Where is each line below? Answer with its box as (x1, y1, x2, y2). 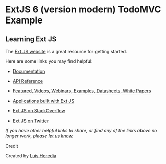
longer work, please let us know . (5, 133, 74, 139)
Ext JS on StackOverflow (12, 108, 65, 113)
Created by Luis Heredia (5, 153, 57, 159)
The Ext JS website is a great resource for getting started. (5, 49, 127, 54)
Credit (5, 143, 18, 149)
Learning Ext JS (5, 35, 57, 43)
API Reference (12, 78, 43, 84)
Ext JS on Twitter (12, 118, 49, 124)
